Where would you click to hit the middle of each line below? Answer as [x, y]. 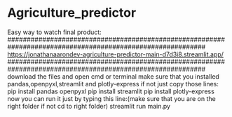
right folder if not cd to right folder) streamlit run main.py [89, 106]
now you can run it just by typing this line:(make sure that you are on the [111, 98]
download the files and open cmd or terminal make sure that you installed [113, 76]
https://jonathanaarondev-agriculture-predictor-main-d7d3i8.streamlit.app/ [116, 54]
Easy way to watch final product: [54, 32]
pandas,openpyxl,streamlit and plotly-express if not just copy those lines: [113, 84]
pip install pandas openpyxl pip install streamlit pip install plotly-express [111, 91]
